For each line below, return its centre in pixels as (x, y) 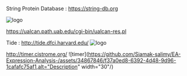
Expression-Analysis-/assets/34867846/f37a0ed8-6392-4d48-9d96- (91, 60)
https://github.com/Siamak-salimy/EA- (134, 54)
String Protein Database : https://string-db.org (62, 9)
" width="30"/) (96, 67)
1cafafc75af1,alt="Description (42, 67)
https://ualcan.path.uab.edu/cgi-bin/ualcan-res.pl (66, 31)
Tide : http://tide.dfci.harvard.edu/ (47, 43)
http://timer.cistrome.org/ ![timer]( (47, 54)
